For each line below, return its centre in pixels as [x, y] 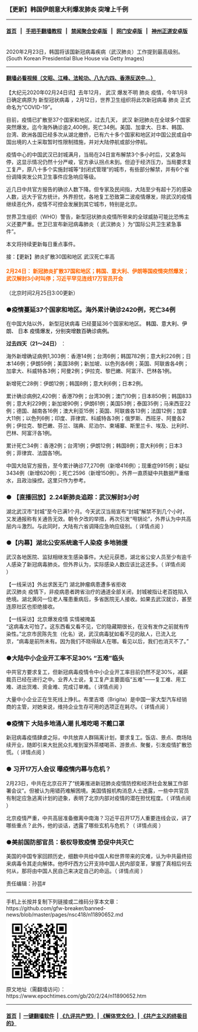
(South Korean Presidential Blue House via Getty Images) [75, 58]
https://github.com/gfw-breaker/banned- [56, 908]
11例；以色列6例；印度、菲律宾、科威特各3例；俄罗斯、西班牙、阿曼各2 [98, 418]
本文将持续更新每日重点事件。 [42, 244]
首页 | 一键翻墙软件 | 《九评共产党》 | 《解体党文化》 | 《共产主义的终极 [94, 1015]
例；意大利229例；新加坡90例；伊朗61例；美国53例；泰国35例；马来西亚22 [98, 404]
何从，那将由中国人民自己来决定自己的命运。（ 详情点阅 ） [76, 870]
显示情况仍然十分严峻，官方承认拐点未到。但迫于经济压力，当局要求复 [107, 162]
